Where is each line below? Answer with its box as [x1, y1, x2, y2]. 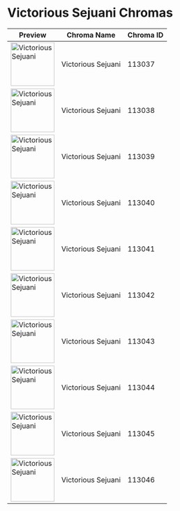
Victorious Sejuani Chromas [7, 5, 173, 21]
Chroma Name [66, 30, 116, 40]
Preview [18, 30, 47, 40]
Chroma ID [127, 30, 164, 40]
